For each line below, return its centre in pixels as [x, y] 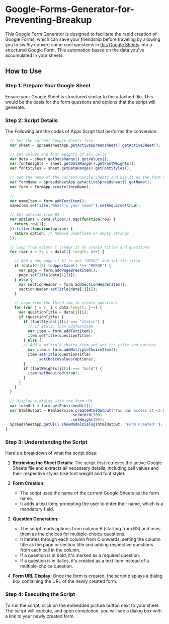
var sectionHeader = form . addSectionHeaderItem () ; [73, 284]
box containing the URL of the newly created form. [65, 581]
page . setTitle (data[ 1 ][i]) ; [48, 275]
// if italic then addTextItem [60, 326]
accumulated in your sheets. [34, 55]
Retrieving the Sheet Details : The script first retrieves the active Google [87, 463]
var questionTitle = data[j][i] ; [54, 313]
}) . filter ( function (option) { [41, 229]
